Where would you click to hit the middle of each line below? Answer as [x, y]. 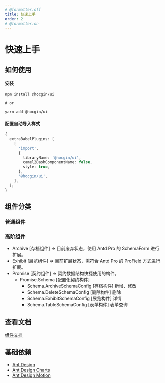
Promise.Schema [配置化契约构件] [55, 280]
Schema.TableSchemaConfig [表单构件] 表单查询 [78, 305]
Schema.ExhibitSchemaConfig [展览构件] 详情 [74, 298]
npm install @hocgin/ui [30, 95]
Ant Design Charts [31, 370]
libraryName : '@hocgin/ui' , [52, 158]
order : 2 [14, 19]
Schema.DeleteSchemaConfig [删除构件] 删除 [74, 292]
